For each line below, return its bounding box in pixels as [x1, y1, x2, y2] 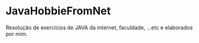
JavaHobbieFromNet [5, 4, 111, 18]
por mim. [5, 30, 28, 37]
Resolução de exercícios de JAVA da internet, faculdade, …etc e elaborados [5, 24, 193, 31]
